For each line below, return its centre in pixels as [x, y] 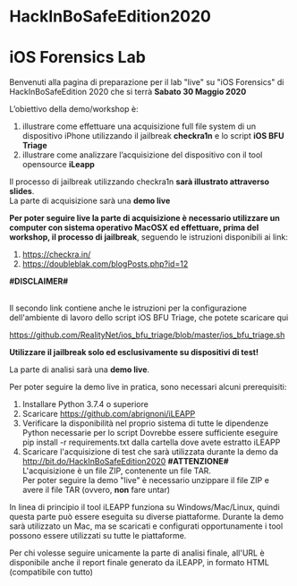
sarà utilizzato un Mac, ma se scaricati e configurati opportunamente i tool [146, 526]
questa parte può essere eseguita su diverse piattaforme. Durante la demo [147, 517]
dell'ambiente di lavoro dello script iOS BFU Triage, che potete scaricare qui [149, 318]
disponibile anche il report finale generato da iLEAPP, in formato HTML [140, 563]
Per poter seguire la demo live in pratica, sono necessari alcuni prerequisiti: [148, 387]
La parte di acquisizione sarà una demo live [90, 201]
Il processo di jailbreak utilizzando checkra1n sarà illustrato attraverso [140, 182]
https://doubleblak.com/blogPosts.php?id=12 [105, 264]
